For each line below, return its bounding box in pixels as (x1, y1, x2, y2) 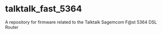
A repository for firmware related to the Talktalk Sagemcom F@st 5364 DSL (5, 19, 157, 25)
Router (5, 24, 19, 30)
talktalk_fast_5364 (5, 3, 82, 14)
